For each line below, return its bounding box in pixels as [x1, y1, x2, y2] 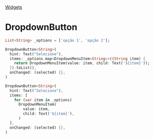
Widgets [5, 4, 22, 10]
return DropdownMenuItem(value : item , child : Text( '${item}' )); [14, 61, 150, 66]
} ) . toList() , [9, 66, 37, 70]
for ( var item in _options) [14, 97, 72, 102]
